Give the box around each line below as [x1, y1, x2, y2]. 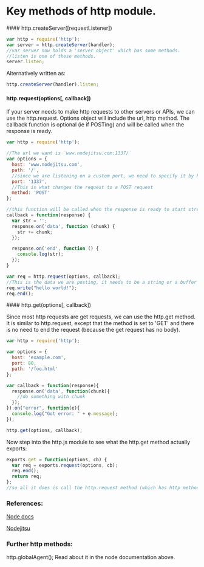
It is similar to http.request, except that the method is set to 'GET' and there [6, 320, 194, 327]
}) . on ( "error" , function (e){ [6, 405, 80, 411]
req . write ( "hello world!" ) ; [6, 284, 78, 291]
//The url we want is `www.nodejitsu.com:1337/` [6, 150, 132, 156]
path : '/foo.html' [12, 366, 59, 372]
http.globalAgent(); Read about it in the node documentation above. [6, 554, 175, 561]
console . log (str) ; [17, 251, 64, 258]
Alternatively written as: [6, 70, 66, 77]
